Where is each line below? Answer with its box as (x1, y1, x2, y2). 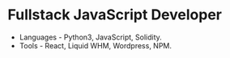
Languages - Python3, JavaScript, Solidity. (19, 32, 163, 42)
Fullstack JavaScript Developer (7, 6, 222, 24)
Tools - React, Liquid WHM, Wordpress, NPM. (19, 40, 172, 50)
